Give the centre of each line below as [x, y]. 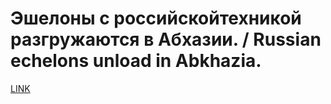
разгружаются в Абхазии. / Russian [166, 39]
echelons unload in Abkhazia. [136, 61]
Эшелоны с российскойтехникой [156, 18]
